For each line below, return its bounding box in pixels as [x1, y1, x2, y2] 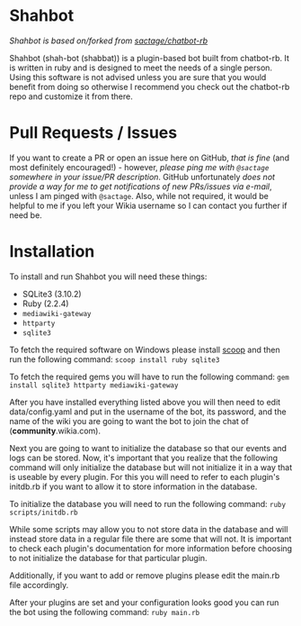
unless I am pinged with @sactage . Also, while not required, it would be [9, 190, 270, 201]
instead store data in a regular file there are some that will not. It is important [9, 533, 292, 544]
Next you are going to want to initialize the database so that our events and [9, 442, 288, 453]
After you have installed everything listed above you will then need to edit [9, 396, 281, 407]
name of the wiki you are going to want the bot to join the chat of [9, 415, 249, 426]
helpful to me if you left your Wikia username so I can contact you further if [9, 200, 288, 211]
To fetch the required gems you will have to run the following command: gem [9, 371, 290, 382]
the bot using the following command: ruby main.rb [9, 606, 200, 617]
